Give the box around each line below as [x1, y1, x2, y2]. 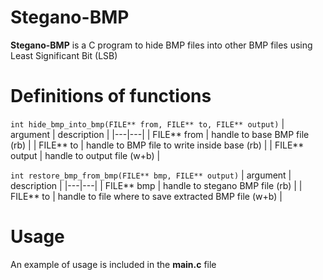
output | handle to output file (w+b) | [10, 149, 161, 161]
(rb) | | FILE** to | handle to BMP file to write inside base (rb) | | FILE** [10, 139, 305, 151]
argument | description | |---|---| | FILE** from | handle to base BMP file [10, 128, 310, 140]
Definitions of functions [10, 85, 212, 108]
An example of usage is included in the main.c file [10, 258, 217, 270]
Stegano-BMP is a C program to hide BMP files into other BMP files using [10, 39, 313, 51]
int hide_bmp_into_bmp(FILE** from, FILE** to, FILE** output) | [10, 117, 285, 130]
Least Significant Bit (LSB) [10, 49, 118, 61]
